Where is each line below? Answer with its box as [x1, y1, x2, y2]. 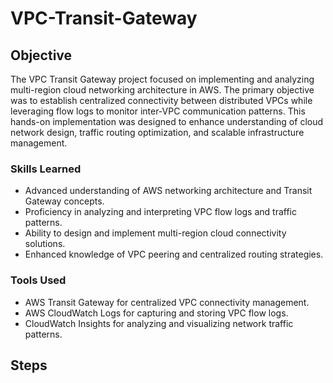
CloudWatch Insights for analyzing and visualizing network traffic [24, 317, 294, 329]
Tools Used [10, 273, 67, 287]
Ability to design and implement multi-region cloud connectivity [24, 227, 287, 239]
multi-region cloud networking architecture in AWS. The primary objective [10, 84, 315, 96]
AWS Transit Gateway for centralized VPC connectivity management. [24, 296, 310, 308]
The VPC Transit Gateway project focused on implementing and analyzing [10, 73, 315, 85]
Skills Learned [10, 162, 82, 176]
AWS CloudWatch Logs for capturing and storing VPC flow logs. [24, 307, 289, 319]
